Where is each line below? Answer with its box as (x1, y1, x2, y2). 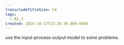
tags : (5, 12, 16, 17)
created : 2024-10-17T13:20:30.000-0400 (5, 21, 88, 26)
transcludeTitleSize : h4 (5, 7, 57, 12)
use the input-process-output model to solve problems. (5, 35, 119, 41)
